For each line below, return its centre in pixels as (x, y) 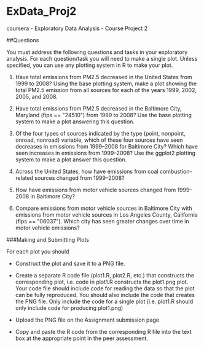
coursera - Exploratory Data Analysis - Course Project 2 (77, 28)
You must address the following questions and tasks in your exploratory (97, 52)
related (24, 178)
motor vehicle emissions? (47, 228)
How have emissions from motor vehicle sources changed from (96, 190)
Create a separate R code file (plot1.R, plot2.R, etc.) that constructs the (105, 275)
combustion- (176, 171)
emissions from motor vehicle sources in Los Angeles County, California (106, 215)
